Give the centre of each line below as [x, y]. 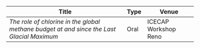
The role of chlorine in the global [54, 22]
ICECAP [158, 22]
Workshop [162, 29]
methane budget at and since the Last [62, 29]
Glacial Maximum [34, 36]
